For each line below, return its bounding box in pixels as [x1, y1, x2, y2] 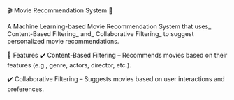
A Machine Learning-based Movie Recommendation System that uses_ [7, 22, 212, 31]
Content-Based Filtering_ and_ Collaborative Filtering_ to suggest [7, 30, 194, 37]
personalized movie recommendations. [7, 37, 119, 45]
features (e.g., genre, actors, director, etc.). [7, 61, 131, 69]
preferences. [7, 85, 44, 93]
